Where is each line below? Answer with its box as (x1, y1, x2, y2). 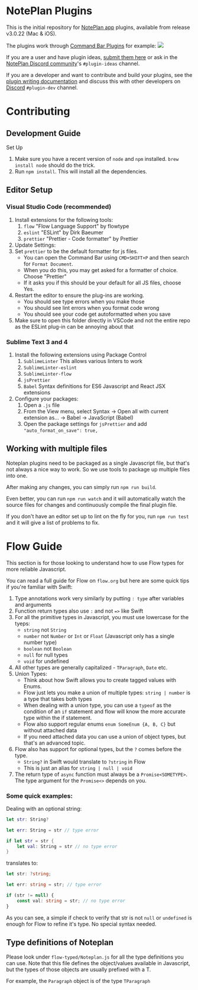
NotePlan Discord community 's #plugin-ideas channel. (6, 60, 140, 67)
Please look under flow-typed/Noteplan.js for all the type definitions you (6, 953, 184, 960)
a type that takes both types (23, 695, 92, 702)
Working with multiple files (6, 444, 108, 454)
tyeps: (14, 620, 31, 627)
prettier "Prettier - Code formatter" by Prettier (23, 235, 138, 242)
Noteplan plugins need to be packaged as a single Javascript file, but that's (6, 460, 190, 467)
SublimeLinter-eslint (23, 365, 77, 371)
